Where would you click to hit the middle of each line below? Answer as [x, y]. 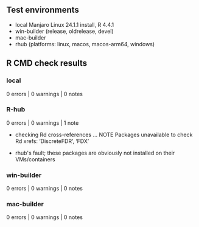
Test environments [43, 10]
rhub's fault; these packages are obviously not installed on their [95, 153]
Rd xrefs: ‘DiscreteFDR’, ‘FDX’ [52, 141]
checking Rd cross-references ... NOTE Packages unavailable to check [104, 134]
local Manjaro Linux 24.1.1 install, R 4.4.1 [65, 24]
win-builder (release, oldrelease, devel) [64, 31]
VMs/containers [35, 159]
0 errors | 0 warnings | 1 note [43, 123]
